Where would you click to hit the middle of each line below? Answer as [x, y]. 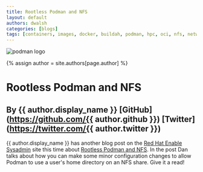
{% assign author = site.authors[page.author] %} [67, 63]
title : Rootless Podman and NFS [47, 12]
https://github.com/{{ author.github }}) [84, 119]
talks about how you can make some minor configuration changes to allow [99, 156]
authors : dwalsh [27, 23]
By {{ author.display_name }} [62, 110]
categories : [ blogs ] [32, 29]
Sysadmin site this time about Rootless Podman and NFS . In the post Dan [97, 150]
